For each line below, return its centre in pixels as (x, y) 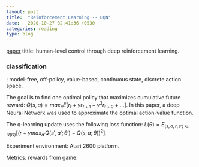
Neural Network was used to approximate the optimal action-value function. (100, 113)
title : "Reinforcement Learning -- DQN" (59, 17)
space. (15, 86)
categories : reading (32, 28)
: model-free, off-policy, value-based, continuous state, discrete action (94, 80)
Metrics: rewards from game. (42, 158)
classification (26, 66)
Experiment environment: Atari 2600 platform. (63, 146)
